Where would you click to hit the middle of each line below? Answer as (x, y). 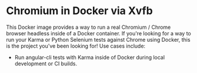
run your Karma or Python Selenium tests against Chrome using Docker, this (98, 39)
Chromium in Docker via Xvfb (79, 11)
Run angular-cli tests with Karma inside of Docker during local (90, 57)
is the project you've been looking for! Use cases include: (76, 46)
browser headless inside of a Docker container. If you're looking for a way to (98, 33)
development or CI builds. (46, 64)
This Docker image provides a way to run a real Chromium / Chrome (89, 27)
